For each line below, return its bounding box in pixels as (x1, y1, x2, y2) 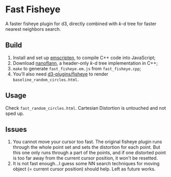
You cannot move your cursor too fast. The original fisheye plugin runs (12, 139, 162, 145)
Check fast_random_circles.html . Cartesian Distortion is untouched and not (5, 105, 166, 111)
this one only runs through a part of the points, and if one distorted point (12, 150, 166, 156)
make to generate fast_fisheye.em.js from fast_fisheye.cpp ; (12, 65, 141, 71)
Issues (5, 125, 27, 134)
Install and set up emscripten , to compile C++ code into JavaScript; (12, 54, 156, 61)
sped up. (5, 110, 24, 116)
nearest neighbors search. (5, 26, 61, 32)
